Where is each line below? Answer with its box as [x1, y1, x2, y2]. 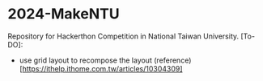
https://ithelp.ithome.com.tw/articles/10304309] [22, 63, 183, 73]
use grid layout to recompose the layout [19, 55, 153, 65]
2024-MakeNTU [7, 5, 120, 23]
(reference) [154, 55, 192, 65]
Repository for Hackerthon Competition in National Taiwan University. [7, 31, 240, 41]
